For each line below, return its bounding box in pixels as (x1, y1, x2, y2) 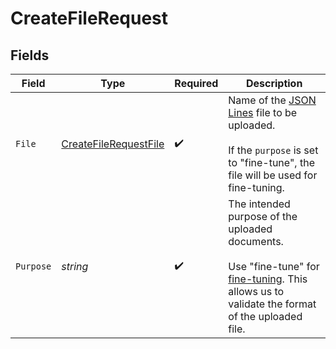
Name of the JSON (228, 93, 317, 107)
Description (245, 77, 303, 90)
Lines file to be (228, 106, 298, 119)
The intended (228, 197, 291, 211)
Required (174, 77, 219, 90)
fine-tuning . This (228, 272, 308, 286)
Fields (10, 47, 50, 64)
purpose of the (228, 210, 298, 223)
